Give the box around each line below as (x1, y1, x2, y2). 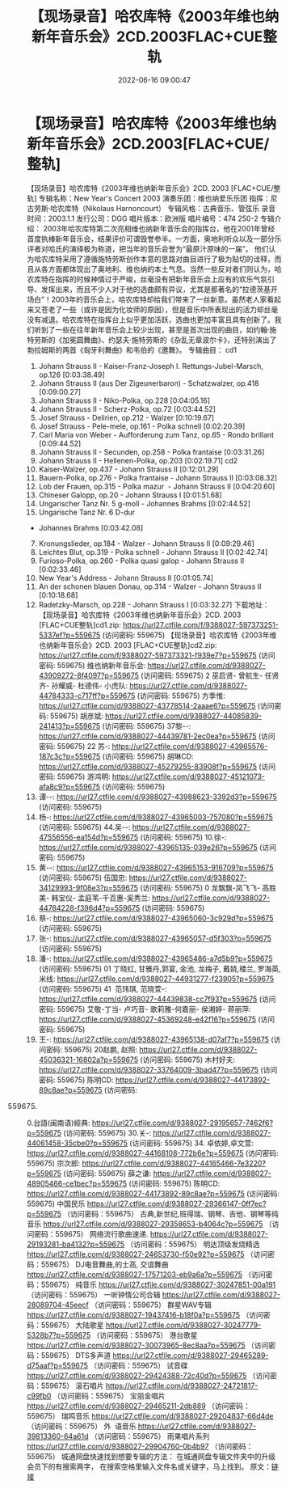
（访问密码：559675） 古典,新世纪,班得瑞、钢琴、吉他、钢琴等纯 (62, 1208, 279, 1218)
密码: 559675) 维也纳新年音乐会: (38, 660, 146, 670)
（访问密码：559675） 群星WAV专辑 (90, 1300, 212, 1309)
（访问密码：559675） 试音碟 (90, 1360, 188, 1370)
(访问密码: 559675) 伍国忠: (38, 873, 128, 882)
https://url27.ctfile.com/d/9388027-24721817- (105, 1381, 258, 1390)
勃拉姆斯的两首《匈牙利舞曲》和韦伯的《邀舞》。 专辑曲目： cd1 (27, 345, 237, 354)
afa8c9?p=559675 (38, 781, 101, 791)
